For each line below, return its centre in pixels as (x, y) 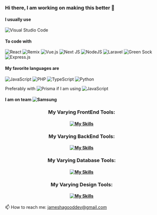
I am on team (18, 99)
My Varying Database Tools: (82, 161)
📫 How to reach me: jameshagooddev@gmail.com (56, 207)
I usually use (18, 19)
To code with (18, 41)
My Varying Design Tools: (82, 184)
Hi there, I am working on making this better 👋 (60, 8)
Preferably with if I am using (43, 88)
